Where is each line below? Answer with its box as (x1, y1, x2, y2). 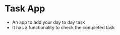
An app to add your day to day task (12, 19, 85, 25)
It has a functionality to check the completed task (12, 24, 115, 30)
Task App (5, 3, 45, 14)
